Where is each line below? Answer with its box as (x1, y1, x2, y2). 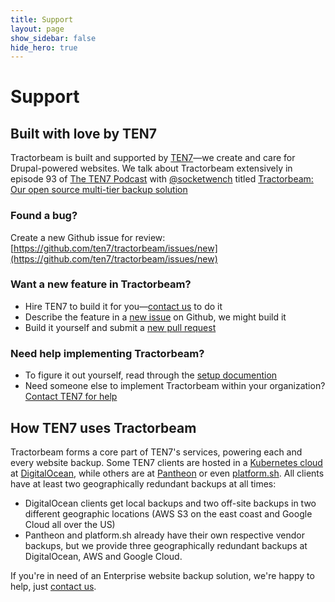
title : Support (10, 14, 74, 25)
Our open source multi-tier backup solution (10, 184, 188, 196)
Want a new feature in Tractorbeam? (10, 277, 192, 291)
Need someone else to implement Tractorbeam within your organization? (24, 380, 326, 392)
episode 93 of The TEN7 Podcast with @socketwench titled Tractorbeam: (10, 173, 314, 185)
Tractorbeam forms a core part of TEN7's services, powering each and (10, 446, 303, 458)
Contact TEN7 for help (24, 391, 118, 403)
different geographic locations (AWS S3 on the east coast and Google (24, 507, 313, 520)
